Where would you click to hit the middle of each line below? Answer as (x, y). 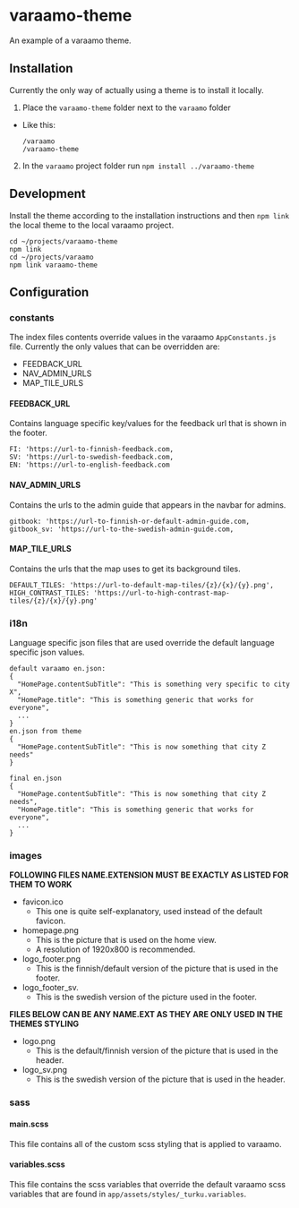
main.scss (29, 1124)
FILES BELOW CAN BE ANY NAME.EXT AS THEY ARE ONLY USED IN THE (146, 1015)
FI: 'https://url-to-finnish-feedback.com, (92, 450)
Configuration (49, 292)
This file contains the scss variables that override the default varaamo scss (148, 1184)
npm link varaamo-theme (54, 265)
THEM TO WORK (41, 885)
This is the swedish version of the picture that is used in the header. (160, 1079)
